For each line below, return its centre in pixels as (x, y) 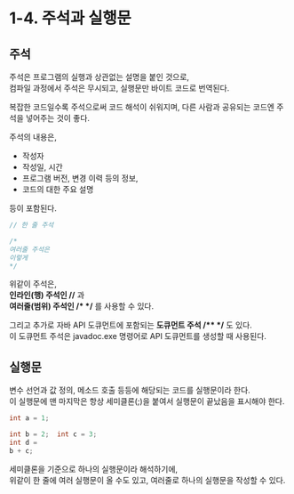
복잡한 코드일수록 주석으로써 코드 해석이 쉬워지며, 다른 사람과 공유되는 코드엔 (142, 107)
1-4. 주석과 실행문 (70, 18)
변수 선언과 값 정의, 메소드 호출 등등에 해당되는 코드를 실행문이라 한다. (130, 390)
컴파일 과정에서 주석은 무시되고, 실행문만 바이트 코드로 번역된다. (119, 88)
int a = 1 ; (29, 418)
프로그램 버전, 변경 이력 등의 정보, (80, 178)
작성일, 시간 (43, 167)
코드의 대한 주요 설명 (58, 189)
